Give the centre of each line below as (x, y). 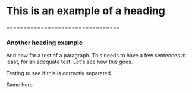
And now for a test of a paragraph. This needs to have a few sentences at (96, 56)
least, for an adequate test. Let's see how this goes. (70, 62)
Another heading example (45, 43)
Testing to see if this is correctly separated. (59, 73)
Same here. (20, 85)
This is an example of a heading (86, 11)
